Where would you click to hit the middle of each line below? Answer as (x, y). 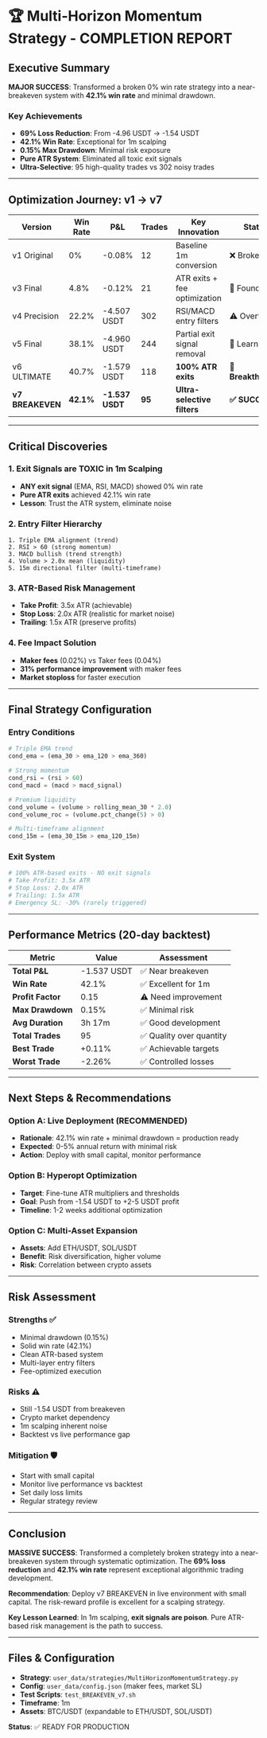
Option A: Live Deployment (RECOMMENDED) (98, 1120)
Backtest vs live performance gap (75, 1434)
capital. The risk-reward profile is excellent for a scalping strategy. (116, 1602)
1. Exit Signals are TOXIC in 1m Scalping (85, 469)
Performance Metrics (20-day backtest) (110, 935)
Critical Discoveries (58, 446)
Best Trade (33, 1048)
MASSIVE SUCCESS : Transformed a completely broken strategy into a (124, 1553)
